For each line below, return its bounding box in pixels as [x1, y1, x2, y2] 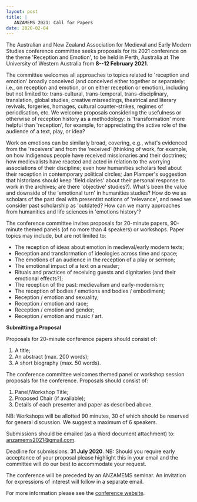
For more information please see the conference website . [6, 490, 145, 497]
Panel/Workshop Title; [14, 389, 69, 396]
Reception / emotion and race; [14, 300, 88, 307]
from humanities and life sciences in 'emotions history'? [6, 208, 141, 215]
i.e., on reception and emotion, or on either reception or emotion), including [6, 84, 189, 91]
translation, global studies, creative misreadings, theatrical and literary [6, 97, 176, 104]
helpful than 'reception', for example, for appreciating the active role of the [6, 122, 187, 129]
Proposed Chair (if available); [14, 395, 86, 402]
